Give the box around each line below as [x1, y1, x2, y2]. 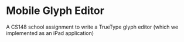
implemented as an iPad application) [6, 29, 94, 36]
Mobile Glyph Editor [6, 4, 104, 17]
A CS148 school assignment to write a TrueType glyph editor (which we [6, 23, 179, 30]
